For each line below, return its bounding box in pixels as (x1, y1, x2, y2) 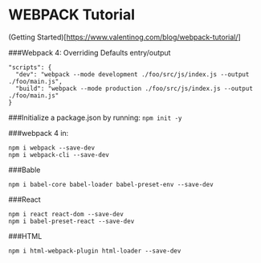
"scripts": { (8, 63, 52, 72)
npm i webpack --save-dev (8, 143, 95, 152)
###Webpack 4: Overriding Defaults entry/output (8, 47, 171, 57)
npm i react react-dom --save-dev (8, 210, 124, 218)
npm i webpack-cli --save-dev (8, 150, 110, 158)
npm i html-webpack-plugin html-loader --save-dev (8, 247, 181, 255)
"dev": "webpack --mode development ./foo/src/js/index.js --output (15, 70, 250, 78)
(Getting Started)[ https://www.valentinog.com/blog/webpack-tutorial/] (8, 32, 241, 42)
